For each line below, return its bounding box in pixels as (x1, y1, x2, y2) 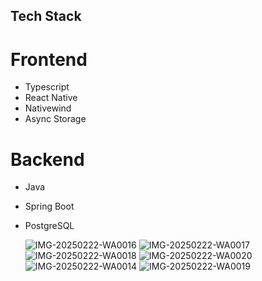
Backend (10, 148, 85, 171)
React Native (24, 92, 78, 104)
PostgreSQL (24, 220, 75, 232)
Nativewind (24, 102, 72, 114)
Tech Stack (10, 8, 82, 25)
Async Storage (24, 113, 87, 125)
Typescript (24, 81, 70, 93)
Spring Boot (24, 200, 75, 213)
